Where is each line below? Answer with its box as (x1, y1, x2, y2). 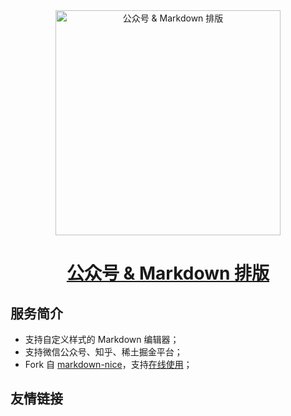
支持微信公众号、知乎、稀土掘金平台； (24, 346, 183, 358)
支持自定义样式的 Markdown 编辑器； (24, 334, 180, 345)
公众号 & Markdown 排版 (66, 262, 270, 285)
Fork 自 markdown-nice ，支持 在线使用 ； (24, 359, 193, 370)
